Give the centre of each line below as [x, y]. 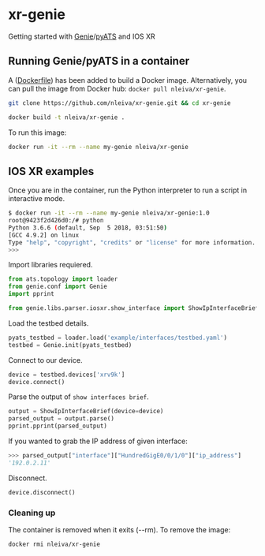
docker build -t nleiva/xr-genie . [67, 117]
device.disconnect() [42, 492]
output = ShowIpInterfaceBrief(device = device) [86, 412]
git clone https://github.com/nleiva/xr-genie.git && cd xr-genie [119, 103]
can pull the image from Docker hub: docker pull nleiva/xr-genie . [117, 88]
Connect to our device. [45, 360]
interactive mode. [37, 199]
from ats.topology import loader [63, 279]
